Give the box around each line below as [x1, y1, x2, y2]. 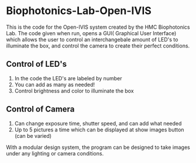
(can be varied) [14, 132, 51, 139]
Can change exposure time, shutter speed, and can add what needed [14, 120, 182, 127]
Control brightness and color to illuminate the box [14, 87, 134, 94]
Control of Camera [6, 104, 75, 114]
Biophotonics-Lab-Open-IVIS [6, 4, 152, 18]
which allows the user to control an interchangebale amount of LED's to [6, 36, 178, 43]
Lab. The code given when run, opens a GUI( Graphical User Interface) [6, 29, 177, 36]
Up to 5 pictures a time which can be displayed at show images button [14, 126, 184, 133]
